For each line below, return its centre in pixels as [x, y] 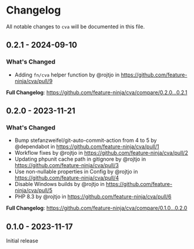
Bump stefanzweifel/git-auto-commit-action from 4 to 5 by [86, 140]
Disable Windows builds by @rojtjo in [59, 184]
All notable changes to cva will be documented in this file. [76, 26]
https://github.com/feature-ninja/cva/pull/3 [67, 165]
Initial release [22, 241]
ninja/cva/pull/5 [34, 190]
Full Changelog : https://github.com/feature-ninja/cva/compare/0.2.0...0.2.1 [97, 92]
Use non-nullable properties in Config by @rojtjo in [76, 172]
